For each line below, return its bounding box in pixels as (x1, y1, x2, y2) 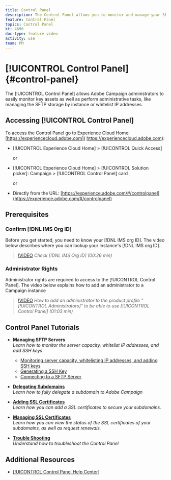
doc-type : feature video (5, 31, 58, 36)
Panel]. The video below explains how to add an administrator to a (5, 282, 144, 289)
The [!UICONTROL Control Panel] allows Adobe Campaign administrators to (5, 90, 164, 97)
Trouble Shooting (12, 435, 50, 441)
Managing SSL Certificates (12, 414, 71, 420)
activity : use (5, 36, 36, 41)
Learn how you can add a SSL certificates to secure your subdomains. (12, 404, 161, 411)
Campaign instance (5, 287, 46, 294)
